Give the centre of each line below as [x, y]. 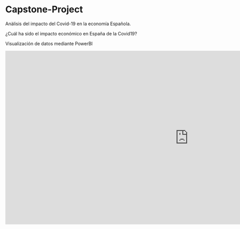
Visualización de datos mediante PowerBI [49, 43]
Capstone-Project [44, 9]
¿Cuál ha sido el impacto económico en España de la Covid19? [71, 33]
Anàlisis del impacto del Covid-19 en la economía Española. [68, 24]
